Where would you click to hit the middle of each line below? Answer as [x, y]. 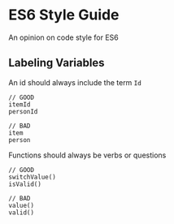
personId [23, 111]
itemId [20, 104]
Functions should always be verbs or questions [87, 155]
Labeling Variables [57, 63]
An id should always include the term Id [75, 82]
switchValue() [33, 177]
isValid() [25, 184]
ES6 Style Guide [64, 15]
